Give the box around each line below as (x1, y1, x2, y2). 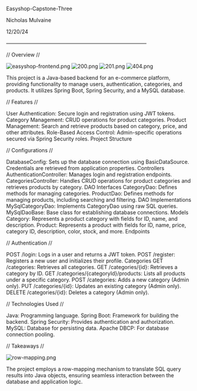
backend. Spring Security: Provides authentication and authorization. (6, 318, 175, 325)
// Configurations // (6, 147, 53, 154)
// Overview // (6, 51, 40, 58)
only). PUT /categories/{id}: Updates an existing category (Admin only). (6, 283, 181, 289)
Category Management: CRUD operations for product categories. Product (6, 116, 186, 123)
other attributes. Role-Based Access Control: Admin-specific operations (6, 129, 182, 136)
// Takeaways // (6, 342, 45, 349)
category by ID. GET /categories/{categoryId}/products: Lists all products (6, 270, 186, 277)
